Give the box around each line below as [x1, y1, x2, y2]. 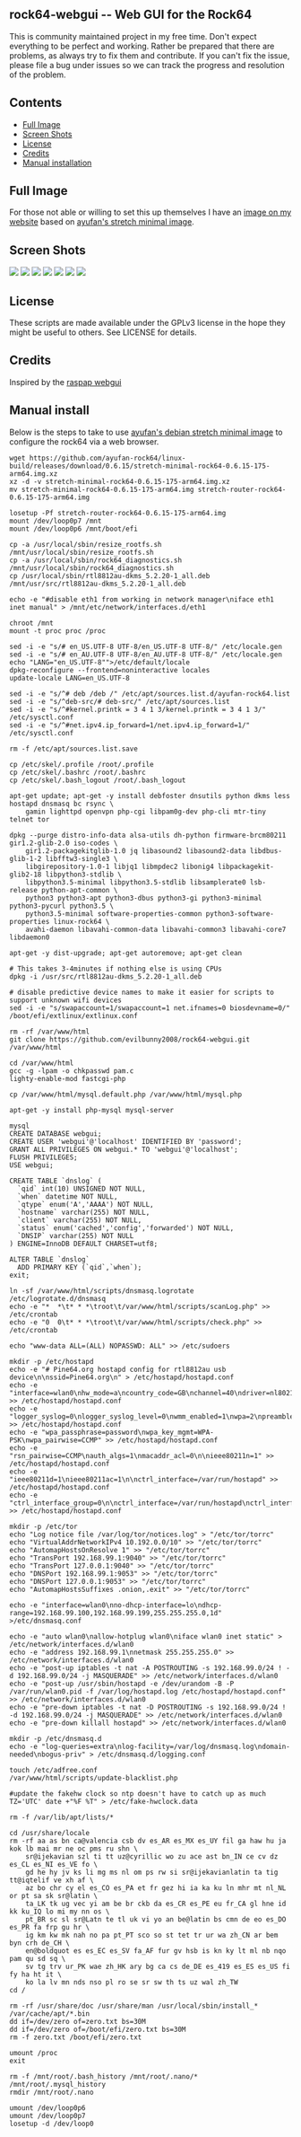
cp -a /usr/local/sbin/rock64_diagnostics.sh [9, 556, 182, 565]
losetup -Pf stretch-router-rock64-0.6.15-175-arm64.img [9, 508, 227, 517]
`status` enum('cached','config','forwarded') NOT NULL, [17, 1223, 235, 1233]
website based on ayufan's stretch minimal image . [9, 216, 194, 227]
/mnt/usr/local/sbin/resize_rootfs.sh [9, 548, 154, 557]
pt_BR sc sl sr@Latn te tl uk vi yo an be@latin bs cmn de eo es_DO [25, 1914, 287, 1924]
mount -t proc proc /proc [9, 626, 106, 636]
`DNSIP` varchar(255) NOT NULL [17, 1231, 134, 1240]
